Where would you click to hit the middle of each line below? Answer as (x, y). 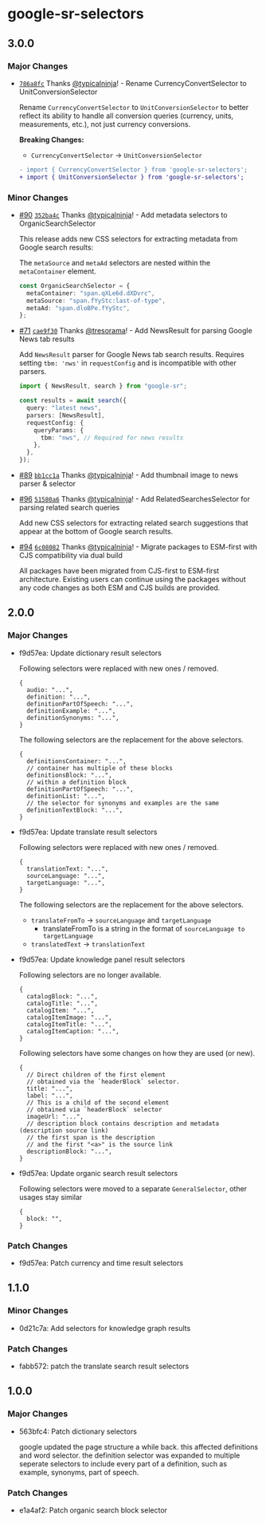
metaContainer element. (57, 271)
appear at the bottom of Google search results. (96, 532)
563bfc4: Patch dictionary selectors (78, 1431)
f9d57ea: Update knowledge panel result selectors (102, 959)
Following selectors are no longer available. (90, 974)
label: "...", (50, 1096)
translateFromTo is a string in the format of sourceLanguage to (144, 928)
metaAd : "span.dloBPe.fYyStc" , (78, 308)
